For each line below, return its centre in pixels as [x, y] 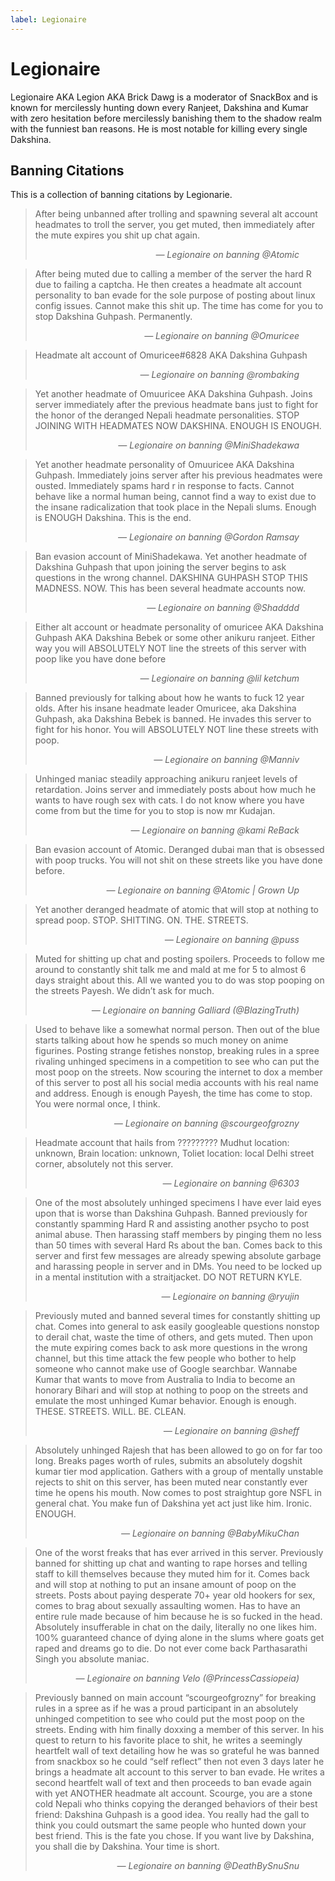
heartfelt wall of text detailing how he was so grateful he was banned [177, 1751]
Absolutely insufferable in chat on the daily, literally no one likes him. [175, 1627]
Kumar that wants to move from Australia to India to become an [165, 1380]
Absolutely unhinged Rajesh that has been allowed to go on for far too [178, 1450]
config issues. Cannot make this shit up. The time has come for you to [179, 306]
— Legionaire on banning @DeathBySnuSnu [208, 1866]
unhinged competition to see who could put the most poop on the [169, 1719]
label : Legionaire [48, 19]
